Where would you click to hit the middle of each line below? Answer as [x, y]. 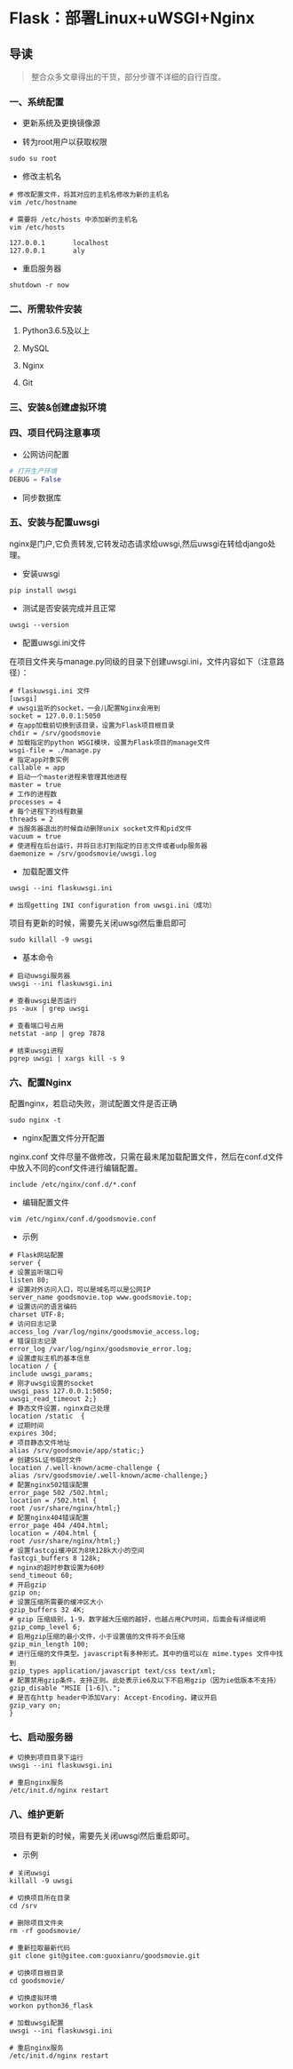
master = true [36, 784]
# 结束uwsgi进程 [36, 1050]
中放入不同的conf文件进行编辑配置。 [76, 1168]
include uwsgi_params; [51, 1374]
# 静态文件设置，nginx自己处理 [59, 1409]
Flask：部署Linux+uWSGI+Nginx [132, 18]
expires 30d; [33, 1434]
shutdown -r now [39, 285]
